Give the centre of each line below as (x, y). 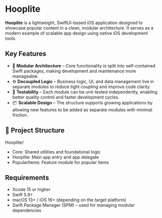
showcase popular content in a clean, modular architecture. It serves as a (79, 28)
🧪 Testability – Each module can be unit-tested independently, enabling (85, 92)
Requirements (27, 177)
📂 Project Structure (35, 131)
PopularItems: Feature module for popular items (61, 162)
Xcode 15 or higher (31, 189)
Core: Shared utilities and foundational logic (56, 152)
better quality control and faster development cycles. (66, 97)
